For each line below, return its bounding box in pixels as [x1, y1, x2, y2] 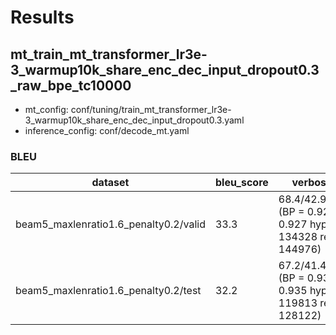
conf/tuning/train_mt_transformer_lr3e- [70, 104, 232, 115]
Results [10, 6, 75, 29]
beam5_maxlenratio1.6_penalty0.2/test [15, 284, 202, 298]
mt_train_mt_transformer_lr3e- [10, 46, 208, 63]
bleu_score [214, 176, 269, 190]
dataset [91, 176, 130, 190]
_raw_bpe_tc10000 [10, 77, 132, 94]
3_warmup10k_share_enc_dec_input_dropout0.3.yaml [24, 114, 245, 126]
